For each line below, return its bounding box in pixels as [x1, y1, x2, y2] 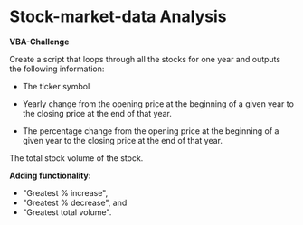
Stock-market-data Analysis [9, 6, 227, 27]
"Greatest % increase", [22, 187, 109, 198]
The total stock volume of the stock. [9, 152, 144, 164]
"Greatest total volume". [22, 206, 112, 218]
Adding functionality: [9, 170, 92, 181]
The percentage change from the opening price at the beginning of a [22, 125, 279, 136]
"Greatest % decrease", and [22, 197, 128, 208]
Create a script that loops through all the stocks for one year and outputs [9, 53, 281, 64]
